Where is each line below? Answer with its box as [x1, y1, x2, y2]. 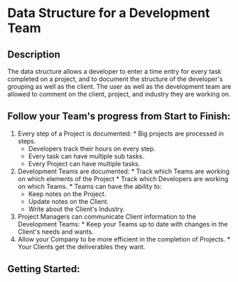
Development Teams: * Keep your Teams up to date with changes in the [17, 219, 228, 228]
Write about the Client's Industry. [28, 205, 126, 213]
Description [7, 48, 60, 60]
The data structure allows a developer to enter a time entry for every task [7, 67, 222, 75]
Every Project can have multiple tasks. [28, 159, 141, 168]
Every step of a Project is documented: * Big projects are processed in [17, 129, 224, 138]
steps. [17, 136, 36, 145]
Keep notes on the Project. [28, 190, 107, 198]
